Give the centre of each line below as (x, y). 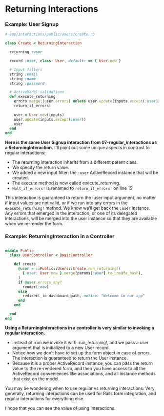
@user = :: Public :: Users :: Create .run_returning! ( (69, 269)
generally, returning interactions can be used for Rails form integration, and (81, 393)
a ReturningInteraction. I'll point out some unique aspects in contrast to (77, 148)
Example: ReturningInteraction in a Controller (60, 237)
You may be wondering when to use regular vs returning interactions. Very (80, 388)
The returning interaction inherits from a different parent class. (75, 162)
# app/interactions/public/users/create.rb (50, 34)
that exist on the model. (36, 379)
